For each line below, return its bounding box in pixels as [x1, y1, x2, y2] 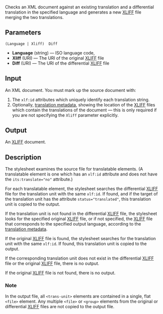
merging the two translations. [5, 15, 64, 20]
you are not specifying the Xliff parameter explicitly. [12, 112, 119, 118]
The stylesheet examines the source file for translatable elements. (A [5, 166, 144, 172]
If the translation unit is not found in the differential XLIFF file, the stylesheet [5, 211, 157, 217]
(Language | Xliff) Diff [5, 41, 57, 46]
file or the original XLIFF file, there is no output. [5, 261, 100, 266]
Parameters [5, 29, 41, 37]
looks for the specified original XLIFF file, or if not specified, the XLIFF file [5, 216, 153, 222]
